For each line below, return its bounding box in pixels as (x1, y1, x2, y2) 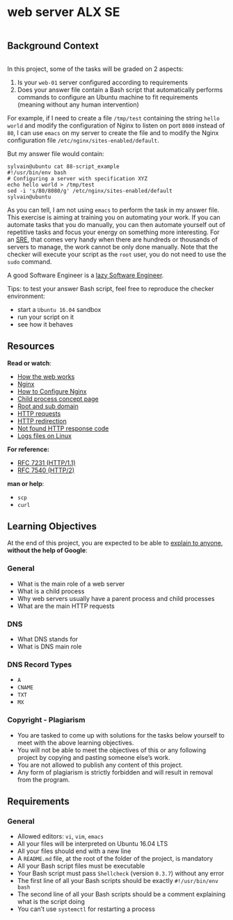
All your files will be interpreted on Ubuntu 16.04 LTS (17, 840, 168, 848)
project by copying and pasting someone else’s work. (17, 753, 170, 761)
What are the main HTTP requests (17, 602, 115, 610)
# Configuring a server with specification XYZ (7, 175, 148, 182)
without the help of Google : (7, 546, 88, 554)
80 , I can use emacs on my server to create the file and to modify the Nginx (7, 128, 219, 137)
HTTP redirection (17, 416, 67, 425)
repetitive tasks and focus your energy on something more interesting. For (7, 228, 220, 236)
